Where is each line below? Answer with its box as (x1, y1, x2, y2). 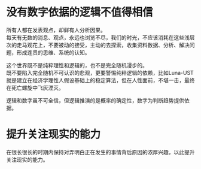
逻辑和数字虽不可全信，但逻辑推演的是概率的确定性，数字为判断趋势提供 (6, 96, 184, 104)
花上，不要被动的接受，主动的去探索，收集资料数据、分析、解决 (32, 41, 190, 49)
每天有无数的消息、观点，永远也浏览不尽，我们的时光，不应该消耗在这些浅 (6, 34, 190, 41)
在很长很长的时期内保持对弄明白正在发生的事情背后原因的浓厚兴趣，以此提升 (6, 148, 195, 156)
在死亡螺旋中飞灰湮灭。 (6, 84, 64, 91)
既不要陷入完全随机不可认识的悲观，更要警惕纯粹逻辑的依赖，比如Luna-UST (6, 69, 194, 76)
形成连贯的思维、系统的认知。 (16, 49, 90, 56)
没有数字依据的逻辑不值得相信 (6, 5, 154, 19)
